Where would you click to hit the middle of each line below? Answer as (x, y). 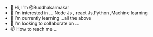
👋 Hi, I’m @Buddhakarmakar (40, 8)
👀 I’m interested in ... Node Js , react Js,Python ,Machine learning (79, 13)
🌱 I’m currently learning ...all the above (50, 18)
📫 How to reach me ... (34, 29)
